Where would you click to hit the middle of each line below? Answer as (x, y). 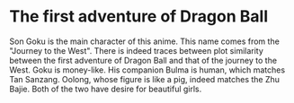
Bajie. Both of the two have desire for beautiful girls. (106, 89)
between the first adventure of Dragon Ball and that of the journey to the (143, 60)
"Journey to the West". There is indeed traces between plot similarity (136, 50)
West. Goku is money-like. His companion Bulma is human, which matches (147, 70)
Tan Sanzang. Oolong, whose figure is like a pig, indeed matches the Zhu (145, 79)
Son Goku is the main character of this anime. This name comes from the (145, 41)
